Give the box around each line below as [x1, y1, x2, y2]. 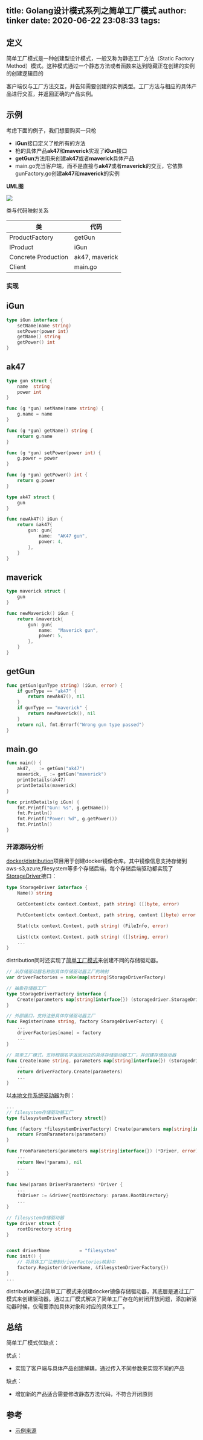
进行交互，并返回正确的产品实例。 [11, 90, 97, 98]
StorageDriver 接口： [6, 872, 57, 880]
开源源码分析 [6, 842, 44, 850]
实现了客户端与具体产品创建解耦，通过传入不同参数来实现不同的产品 [14, 1364, 185, 1372]
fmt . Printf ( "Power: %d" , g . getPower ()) [17, 816, 118, 822]
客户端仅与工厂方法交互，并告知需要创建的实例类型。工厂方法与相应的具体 [6, 83, 192, 90]
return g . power [17, 478, 56, 484]
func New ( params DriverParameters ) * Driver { [6, 1181, 123, 1188]
